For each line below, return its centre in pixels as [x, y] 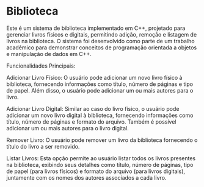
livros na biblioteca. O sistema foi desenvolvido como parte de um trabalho [100, 41]
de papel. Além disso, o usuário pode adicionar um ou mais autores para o [100, 90]
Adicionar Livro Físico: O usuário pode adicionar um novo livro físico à [94, 77]
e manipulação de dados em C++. [49, 54]
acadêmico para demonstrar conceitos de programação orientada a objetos [102, 48]
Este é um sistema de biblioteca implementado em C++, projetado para [96, 28]
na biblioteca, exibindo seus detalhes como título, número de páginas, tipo [100, 164]
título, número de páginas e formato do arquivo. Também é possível [91, 122]
